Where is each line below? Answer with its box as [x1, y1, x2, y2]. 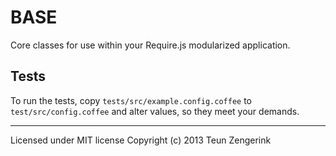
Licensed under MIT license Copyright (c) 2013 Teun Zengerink [10, 134, 272, 146]
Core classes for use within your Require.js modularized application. [10, 39, 291, 51]
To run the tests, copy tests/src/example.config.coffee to [10, 94, 252, 106]
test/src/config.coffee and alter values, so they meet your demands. [10, 105, 300, 117]
